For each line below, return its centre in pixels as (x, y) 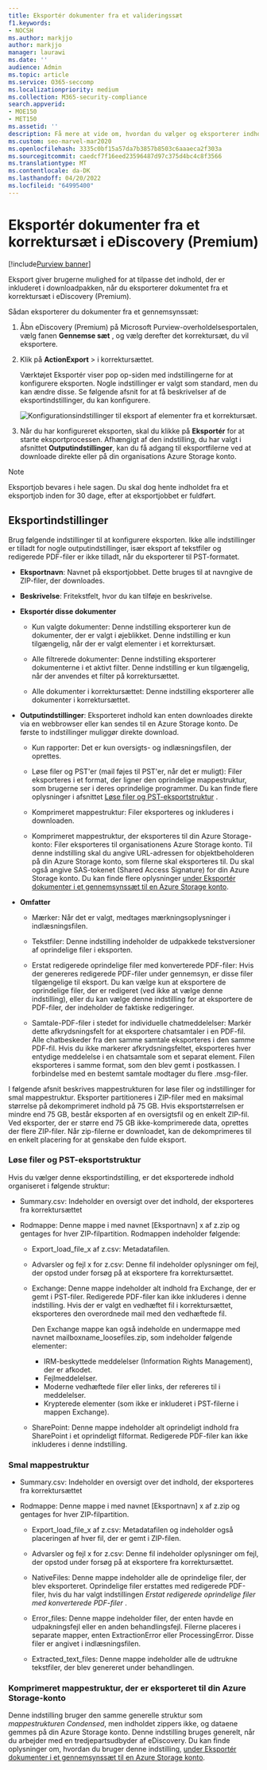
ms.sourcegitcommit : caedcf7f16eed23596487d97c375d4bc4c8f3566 (115, 156)
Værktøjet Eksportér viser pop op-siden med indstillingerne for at (126, 375)
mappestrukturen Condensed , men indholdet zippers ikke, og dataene (123, 1724)
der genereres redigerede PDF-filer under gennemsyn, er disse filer (142, 973)
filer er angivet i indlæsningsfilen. (86, 1644)
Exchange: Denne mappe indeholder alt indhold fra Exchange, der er (144, 1288)
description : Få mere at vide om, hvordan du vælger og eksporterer (124, 134)
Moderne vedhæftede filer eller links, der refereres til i (132, 1386)
